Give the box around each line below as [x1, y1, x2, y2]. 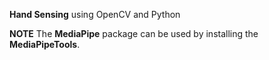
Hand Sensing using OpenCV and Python [9, 9, 181, 20]
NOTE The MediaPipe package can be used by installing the [9, 28, 259, 39]
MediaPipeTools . [9, 39, 81, 50]
